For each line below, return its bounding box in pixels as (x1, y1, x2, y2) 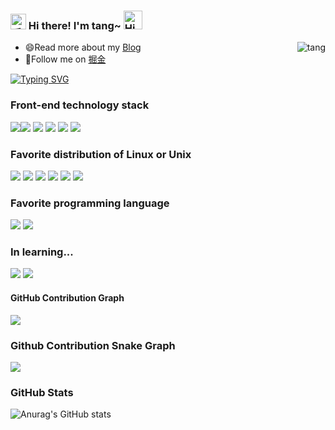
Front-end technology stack (10, 98, 150, 112)
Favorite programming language (10, 196, 170, 210)
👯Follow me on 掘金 (24, 53, 107, 65)
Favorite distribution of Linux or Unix (10, 147, 192, 161)
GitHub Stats (10, 385, 74, 399)
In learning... (10, 245, 74, 259)
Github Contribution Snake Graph (10, 338, 176, 352)
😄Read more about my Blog (24, 41, 142, 54)
